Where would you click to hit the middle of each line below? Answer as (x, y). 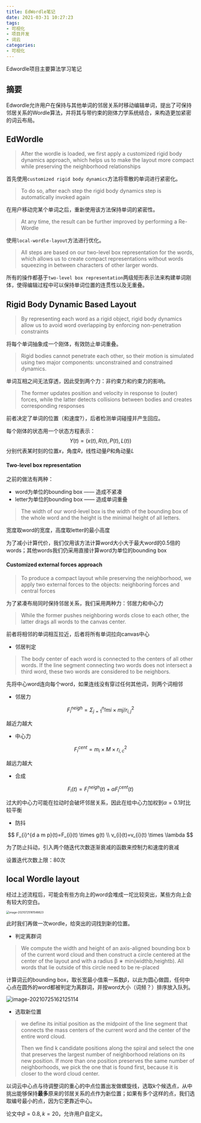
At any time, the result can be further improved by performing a (99, 222)
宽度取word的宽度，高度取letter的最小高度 (58, 530)
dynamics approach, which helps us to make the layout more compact (107, 160)
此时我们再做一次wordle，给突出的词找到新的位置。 (70, 923)
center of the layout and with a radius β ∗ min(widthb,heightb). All (102, 961)
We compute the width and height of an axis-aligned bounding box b (105, 948)
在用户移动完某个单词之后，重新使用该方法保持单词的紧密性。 (82, 210)
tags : (13, 23)
